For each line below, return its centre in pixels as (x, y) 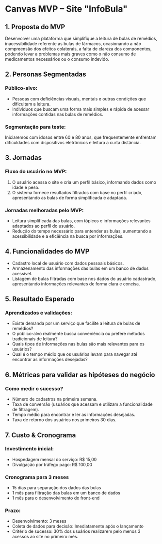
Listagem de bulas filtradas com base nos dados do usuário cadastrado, (84, 279)
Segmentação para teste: (35, 127)
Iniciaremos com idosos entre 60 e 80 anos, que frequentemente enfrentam (81, 137)
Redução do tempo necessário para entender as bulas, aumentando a (82, 231)
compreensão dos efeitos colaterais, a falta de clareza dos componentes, (78, 49)
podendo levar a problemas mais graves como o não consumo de (71, 54)
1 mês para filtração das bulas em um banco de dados (66, 493)
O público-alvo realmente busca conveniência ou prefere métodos (78, 334)
